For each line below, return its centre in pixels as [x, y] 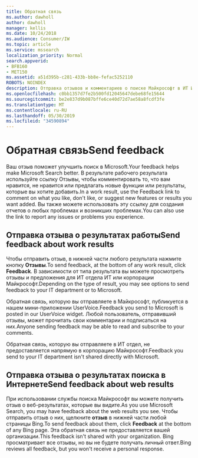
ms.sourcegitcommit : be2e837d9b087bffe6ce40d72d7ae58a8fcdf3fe [85, 99]
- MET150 [17, 72]
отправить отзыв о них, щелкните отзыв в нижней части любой [86, 417]
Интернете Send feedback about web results [90, 385]
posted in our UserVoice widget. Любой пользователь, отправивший [91, 314]
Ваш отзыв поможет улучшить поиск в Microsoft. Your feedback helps [93, 167]
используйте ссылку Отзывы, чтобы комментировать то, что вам [88, 179]
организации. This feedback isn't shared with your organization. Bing [90, 436]
